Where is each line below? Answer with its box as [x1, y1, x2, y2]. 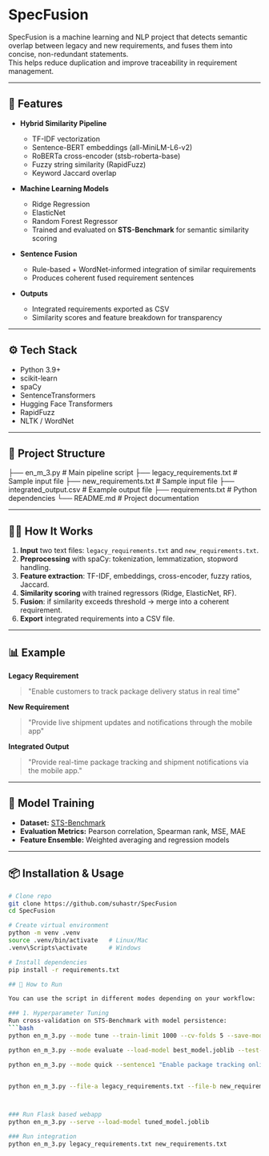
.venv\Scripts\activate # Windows [8, 943, 142, 952]
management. [8, 66, 54, 75]
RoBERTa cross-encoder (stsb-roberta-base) [31, 151, 181, 161]
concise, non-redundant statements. [8, 49, 129, 59]
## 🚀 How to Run [8, 980, 62, 988]
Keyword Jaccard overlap [31, 168, 117, 177]
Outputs [19, 288, 48, 298]
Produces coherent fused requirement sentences [31, 273, 195, 283]
